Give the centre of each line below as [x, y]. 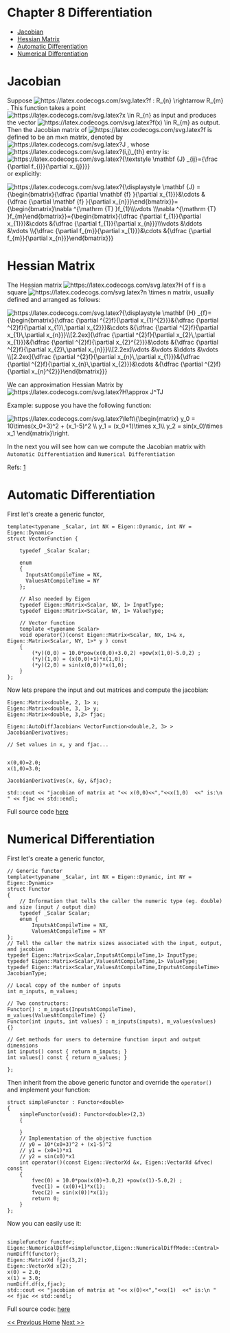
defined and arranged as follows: [54, 299]
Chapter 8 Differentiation [80, 13]
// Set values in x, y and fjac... [58, 744]
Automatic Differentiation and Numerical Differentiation [91, 454]
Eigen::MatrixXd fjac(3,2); [47, 1260]
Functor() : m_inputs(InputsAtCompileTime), [72, 1009]
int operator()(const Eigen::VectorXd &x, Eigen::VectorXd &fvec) [116, 1162]
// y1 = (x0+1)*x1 [46, 1150]
